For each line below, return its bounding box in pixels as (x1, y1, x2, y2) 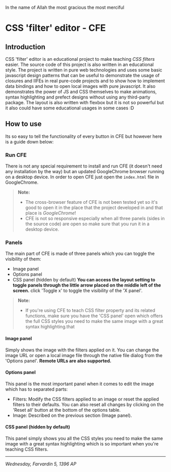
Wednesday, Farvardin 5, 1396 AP (5, 461, 76, 467)
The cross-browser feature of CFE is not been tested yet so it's (25, 199, 158, 205)
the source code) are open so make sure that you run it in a (25, 221, 150, 227)
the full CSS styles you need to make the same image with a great (25, 318, 164, 324)
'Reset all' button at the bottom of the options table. (12, 407, 121, 413)
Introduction (5, 42, 46, 51)
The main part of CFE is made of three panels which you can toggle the (5, 250, 155, 257)
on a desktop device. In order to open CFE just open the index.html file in (5, 174, 159, 180)
